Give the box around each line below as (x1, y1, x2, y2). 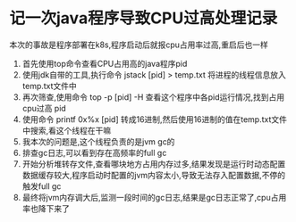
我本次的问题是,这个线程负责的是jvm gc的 (21, 136, 175, 147)
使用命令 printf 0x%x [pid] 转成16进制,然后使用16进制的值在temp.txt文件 (21, 113, 288, 125)
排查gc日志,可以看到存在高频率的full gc (21, 147, 167, 158)
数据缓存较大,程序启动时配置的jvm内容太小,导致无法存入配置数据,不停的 (21, 169, 286, 180)
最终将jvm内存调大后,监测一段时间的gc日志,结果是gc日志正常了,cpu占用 (21, 192, 287, 202)
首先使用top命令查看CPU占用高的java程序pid (21, 58, 188, 69)
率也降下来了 (21, 202, 70, 214)
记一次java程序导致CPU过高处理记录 (9, 8, 278, 29)
